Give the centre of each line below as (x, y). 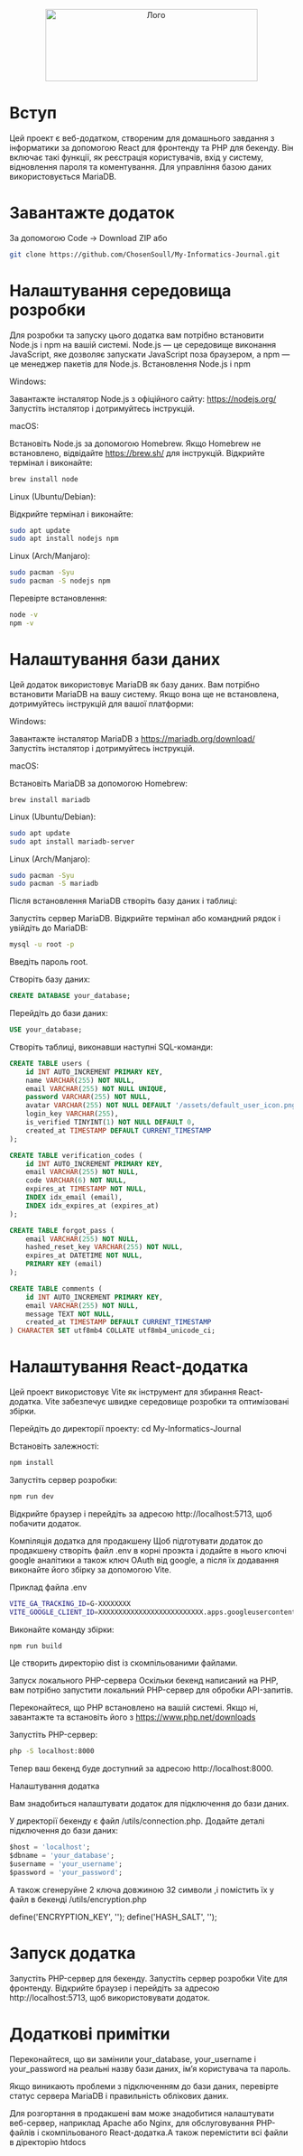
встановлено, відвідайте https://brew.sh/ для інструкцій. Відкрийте (137, 453)
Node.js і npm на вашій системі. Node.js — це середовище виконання (143, 344)
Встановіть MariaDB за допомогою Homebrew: (98, 783)
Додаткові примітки (90, 2034)
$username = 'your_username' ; (66, 1864)
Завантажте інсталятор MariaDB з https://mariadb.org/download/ (132, 738)
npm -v (22, 623)
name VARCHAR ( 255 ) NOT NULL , (80, 1080)
